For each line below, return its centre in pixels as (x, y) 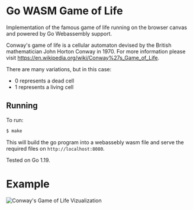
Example (28, 184)
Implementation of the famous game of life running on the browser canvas (97, 27)
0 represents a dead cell (44, 81)
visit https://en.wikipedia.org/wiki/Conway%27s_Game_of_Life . (83, 58)
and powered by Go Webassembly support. (59, 33)
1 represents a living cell (44, 87)
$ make (14, 131)
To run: (15, 120)
